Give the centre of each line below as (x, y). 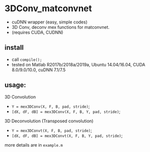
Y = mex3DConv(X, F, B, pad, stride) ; (51, 106)
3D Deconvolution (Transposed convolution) (49, 121)
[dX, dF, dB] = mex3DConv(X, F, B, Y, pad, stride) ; (66, 111)
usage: (15, 85)
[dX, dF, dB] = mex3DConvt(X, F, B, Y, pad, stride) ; (67, 135)
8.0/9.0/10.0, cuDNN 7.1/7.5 (39, 70)
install (14, 47)
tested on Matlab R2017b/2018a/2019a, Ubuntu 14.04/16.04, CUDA (78, 64)
